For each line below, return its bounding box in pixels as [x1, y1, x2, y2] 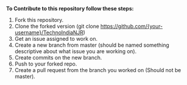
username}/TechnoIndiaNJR [14, 29, 84, 36]
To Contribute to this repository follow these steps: [6, 5, 134, 12]
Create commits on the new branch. [14, 54, 102, 61]
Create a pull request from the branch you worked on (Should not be [14, 67, 182, 73]
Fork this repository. [14, 17, 64, 23]
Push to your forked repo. [14, 60, 77, 67]
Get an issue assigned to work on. [14, 35, 98, 42]
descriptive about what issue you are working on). [14, 48, 137, 55]
